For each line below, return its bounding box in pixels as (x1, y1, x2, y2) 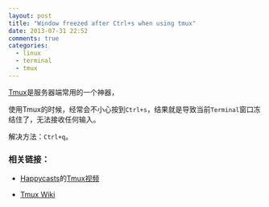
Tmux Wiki (19, 190, 56, 200)
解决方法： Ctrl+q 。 (8, 131, 72, 141)
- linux (15, 49, 42, 57)
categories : (8, 42, 48, 50)
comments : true (8, 34, 60, 43)
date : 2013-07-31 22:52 (8, 27, 89, 35)
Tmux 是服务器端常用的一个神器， (8, 87, 119, 97)
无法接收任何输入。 (35, 114, 101, 124)
